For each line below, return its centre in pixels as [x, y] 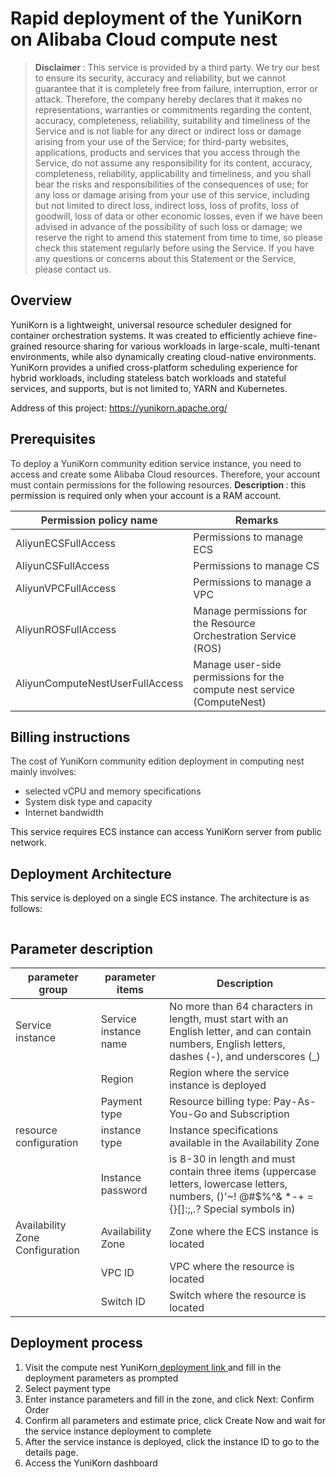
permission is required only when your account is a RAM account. [146, 495]
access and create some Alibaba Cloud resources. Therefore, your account [165, 474]
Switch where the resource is [238, 1295]
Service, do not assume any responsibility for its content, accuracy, [173, 163]
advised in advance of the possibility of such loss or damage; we [168, 226]
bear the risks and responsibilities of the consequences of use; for [171, 184]
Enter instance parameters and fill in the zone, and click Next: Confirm [169, 1399]
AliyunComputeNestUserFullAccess [99, 683]
